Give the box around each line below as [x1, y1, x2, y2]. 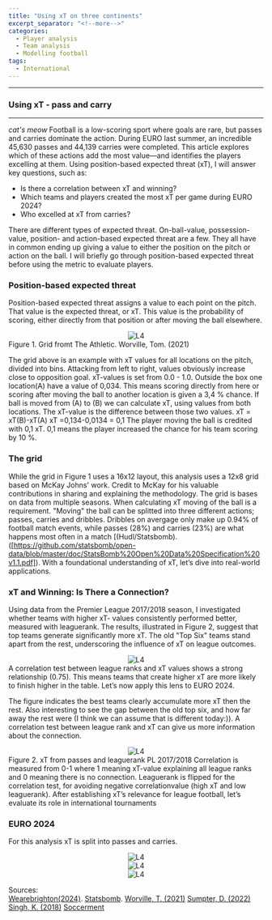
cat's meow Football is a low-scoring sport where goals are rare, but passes [8, 125, 262, 134]
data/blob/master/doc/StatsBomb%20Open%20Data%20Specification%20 [8, 548, 261, 559]
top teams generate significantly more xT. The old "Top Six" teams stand [8, 630, 251, 640]
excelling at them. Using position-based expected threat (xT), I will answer [8, 160, 257, 169]
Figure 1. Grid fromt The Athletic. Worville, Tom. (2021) [8, 339, 190, 349]
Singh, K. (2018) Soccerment [8, 902, 105, 912]
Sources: [8, 885, 39, 895]
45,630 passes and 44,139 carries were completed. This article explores [8, 143, 249, 152]
